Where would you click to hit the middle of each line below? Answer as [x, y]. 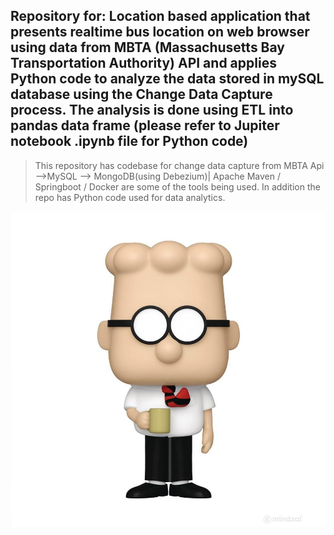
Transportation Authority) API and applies [143, 63]
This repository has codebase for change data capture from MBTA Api [179, 165]
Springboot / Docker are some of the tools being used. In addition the [177, 186]
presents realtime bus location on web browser [160, 32]
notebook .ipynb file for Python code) [129, 141]
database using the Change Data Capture [141, 94]
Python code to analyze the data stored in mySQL [167, 79]
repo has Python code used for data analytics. [130, 197]
